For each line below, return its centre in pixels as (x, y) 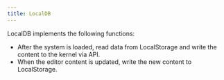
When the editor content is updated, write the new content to (104, 62)
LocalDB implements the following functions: (71, 33)
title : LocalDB (29, 14)
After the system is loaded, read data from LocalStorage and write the (117, 47)
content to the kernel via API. (59, 54)
